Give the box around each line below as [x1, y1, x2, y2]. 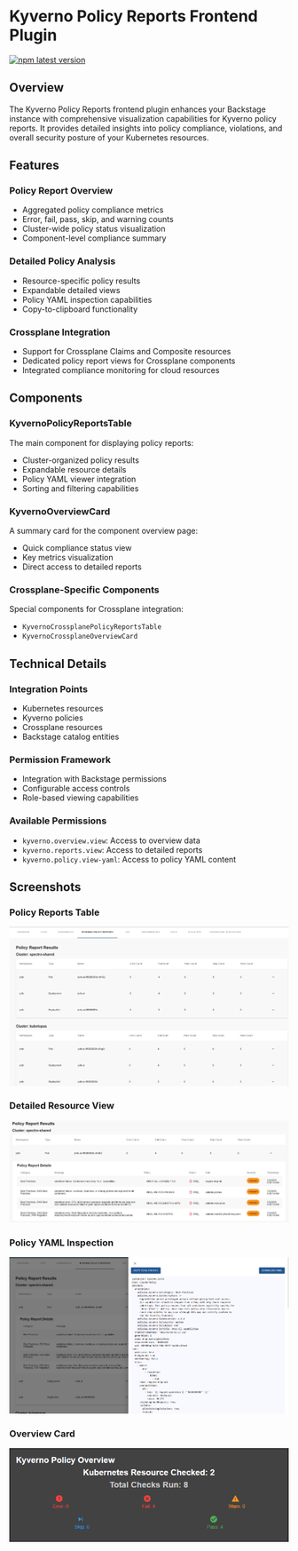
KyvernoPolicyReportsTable [9, 418, 132, 430]
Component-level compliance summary [21, 233, 167, 243]
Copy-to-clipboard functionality [21, 304, 138, 314]
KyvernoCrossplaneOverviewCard [21, 632, 138, 641]
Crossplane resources [21, 722, 104, 732]
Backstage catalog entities [21, 731, 120, 742]
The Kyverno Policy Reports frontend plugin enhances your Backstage [9, 104, 266, 115]
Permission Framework [9, 753, 111, 766]
